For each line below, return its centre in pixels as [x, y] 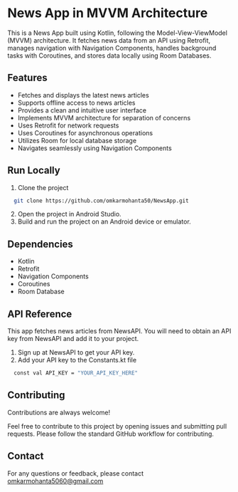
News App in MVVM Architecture [108, 13]
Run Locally [34, 171]
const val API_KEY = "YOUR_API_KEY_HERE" [76, 373]
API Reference [40, 314]
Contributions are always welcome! [59, 412]
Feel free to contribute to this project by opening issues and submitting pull [117, 426]
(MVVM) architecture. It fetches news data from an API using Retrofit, [109, 40]
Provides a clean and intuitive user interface [82, 110]
